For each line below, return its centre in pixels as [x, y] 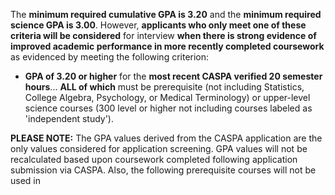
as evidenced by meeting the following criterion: [110, 57]
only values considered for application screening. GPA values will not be [159, 148]
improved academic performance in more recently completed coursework [167, 46]
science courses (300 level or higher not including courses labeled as [168, 108]
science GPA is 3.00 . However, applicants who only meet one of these [158, 25]
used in [26, 180]
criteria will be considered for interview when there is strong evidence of [163, 35]
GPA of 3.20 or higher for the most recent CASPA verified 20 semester [173, 76]
